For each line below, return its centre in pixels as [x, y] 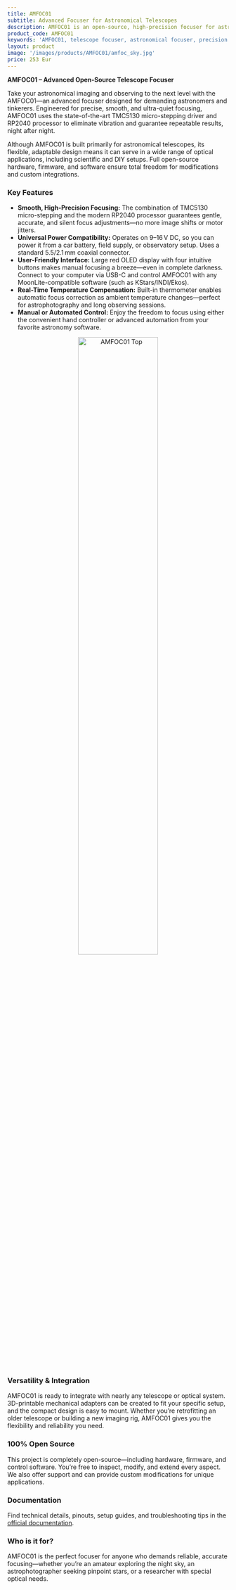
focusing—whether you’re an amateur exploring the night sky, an [101, 1564]
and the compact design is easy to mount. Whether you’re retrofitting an [112, 1411]
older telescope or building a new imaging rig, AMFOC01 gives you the [109, 1418]
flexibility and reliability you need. [56, 1426]
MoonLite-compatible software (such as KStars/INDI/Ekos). [103, 283]
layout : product [31, 46]
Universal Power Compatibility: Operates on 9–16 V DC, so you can [116, 238]
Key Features [31, 192]
